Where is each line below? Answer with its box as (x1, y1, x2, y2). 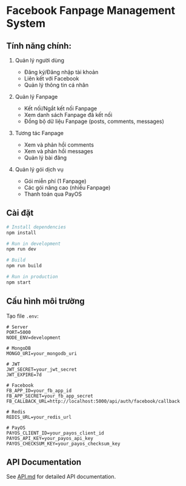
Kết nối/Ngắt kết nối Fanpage (24, 105, 98, 112)
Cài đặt (6, 208, 34, 218)
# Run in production (6, 274, 59, 280)
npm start (6, 279, 32, 285)
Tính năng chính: (6, 41, 71, 51)
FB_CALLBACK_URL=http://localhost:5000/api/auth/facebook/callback (6, 398, 181, 404)
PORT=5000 (6, 329, 32, 335)
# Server (6, 324, 28, 330)
